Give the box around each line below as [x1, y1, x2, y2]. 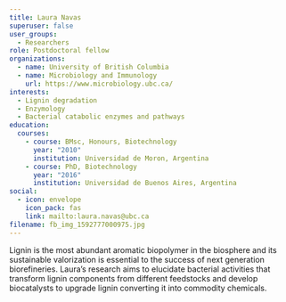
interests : [9, 87, 50, 96]
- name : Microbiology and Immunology [17, 71, 158, 80]
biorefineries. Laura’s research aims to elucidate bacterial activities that [9, 264, 271, 274]
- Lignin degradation [17, 95, 98, 105]
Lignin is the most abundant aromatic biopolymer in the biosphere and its [9, 244, 278, 255]
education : [9, 121, 50, 130]
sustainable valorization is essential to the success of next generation [9, 254, 266, 265]
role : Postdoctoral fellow [9, 46, 110, 55]
